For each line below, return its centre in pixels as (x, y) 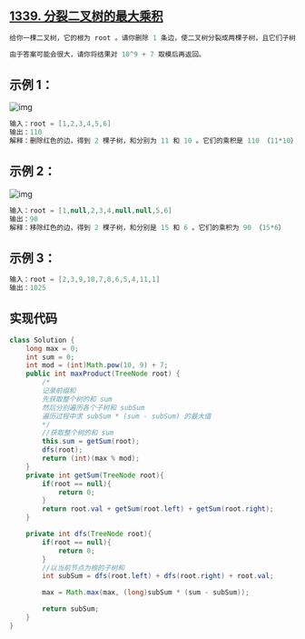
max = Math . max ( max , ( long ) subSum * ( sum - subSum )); (146, 593)
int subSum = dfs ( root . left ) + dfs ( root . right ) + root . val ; (158, 576)
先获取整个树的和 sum (78, 399)
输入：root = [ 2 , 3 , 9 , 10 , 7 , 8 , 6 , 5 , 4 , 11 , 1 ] (85, 280)
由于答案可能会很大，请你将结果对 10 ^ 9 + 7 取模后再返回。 (108, 54)
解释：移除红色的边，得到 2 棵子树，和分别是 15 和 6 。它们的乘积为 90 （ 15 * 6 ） (148, 227)
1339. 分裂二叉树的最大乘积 (86, 16)
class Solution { (42, 340)
